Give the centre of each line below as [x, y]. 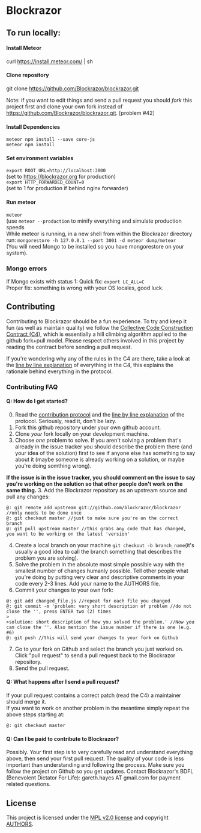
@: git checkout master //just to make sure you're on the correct [92, 518]
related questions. [28, 784]
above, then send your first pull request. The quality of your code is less [95, 758]
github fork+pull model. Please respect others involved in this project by [95, 340]
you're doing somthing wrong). [53, 466]
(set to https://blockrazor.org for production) [61, 177]
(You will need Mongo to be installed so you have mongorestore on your [95, 246]
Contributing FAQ [32, 387]
